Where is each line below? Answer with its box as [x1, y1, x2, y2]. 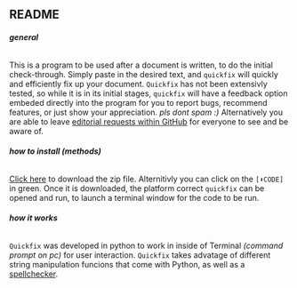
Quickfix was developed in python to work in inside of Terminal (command [9, 240, 284, 251]
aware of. [9, 125, 44, 136]
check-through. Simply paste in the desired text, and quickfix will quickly [9, 68, 278, 79]
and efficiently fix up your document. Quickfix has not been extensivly [9, 78, 269, 89]
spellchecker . [9, 268, 59, 279]
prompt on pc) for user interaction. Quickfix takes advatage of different [9, 250, 271, 260]
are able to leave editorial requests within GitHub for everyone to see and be [9, 116, 289, 127]
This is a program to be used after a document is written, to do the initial [9, 60, 274, 70]
